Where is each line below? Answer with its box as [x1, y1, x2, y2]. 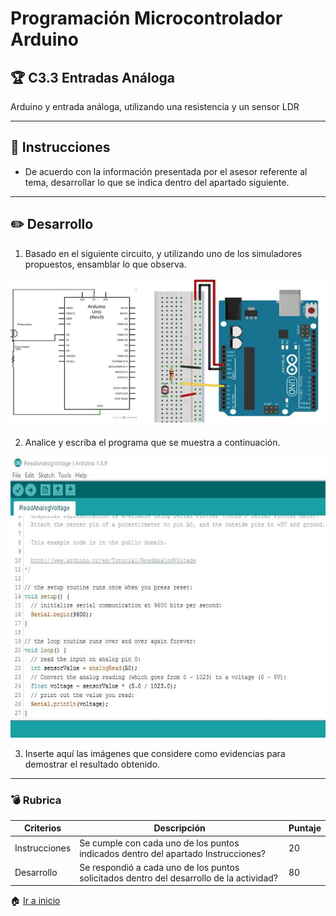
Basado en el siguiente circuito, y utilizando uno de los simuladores [24, 247, 303, 259]
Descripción [153, 822, 206, 834]
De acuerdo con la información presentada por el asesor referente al [24, 165, 308, 177]
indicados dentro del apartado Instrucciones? [79, 847, 267, 859]
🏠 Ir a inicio [10, 895, 61, 907]
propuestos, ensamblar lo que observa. [24, 258, 187, 270]
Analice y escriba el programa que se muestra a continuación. [24, 436, 281, 448]
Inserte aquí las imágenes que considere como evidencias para [24, 747, 286, 759]
